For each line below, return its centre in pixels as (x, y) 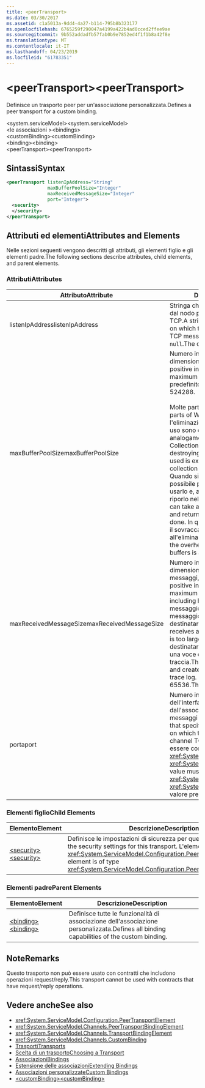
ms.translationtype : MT (37, 40)
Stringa (180, 305)
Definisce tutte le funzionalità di (114, 914)
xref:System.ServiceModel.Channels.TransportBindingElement (94, 1033)
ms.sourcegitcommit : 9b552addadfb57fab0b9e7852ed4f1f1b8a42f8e (88, 35)
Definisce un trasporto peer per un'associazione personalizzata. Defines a (99, 105)
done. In (182, 522)
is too (178, 639)
